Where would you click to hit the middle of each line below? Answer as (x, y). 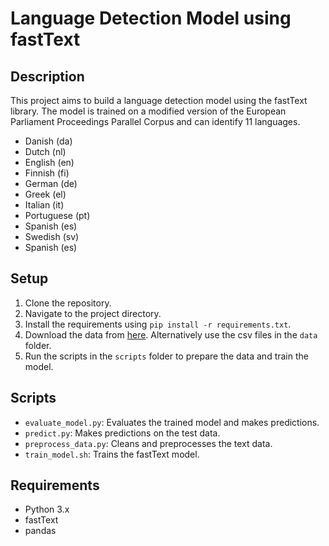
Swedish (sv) (52, 236)
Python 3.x (47, 509)
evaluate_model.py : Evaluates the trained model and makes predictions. (172, 422)
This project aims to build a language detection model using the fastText (159, 100)
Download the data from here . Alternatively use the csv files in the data (171, 334)
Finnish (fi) (47, 173)
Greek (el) (45, 194)
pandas (40, 531)
